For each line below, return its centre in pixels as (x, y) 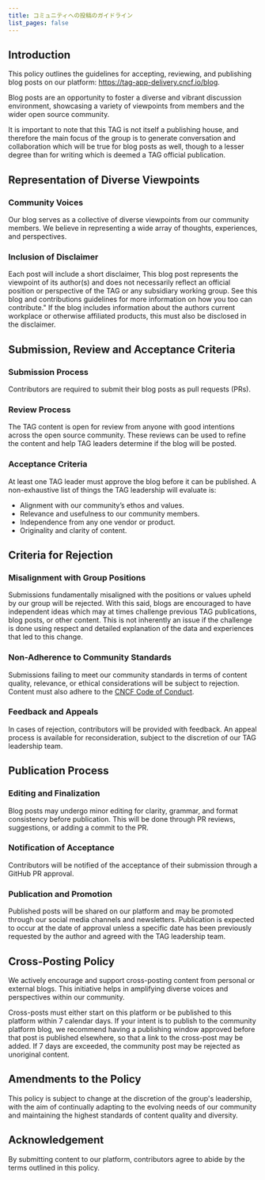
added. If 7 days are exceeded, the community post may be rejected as (124, 1046)
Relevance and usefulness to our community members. (110, 513)
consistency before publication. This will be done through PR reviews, (122, 819)
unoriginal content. (39, 1054)
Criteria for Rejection (61, 555)
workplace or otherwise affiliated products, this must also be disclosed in (127, 316)
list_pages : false (38, 23)
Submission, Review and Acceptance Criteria (122, 349)
